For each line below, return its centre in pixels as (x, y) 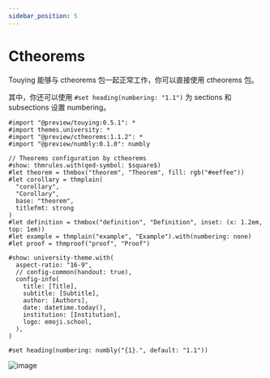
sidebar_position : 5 (43, 16)
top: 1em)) (27, 229)
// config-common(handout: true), (74, 272)
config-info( (38, 279)
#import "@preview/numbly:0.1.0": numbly (79, 144)
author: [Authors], (56, 300)
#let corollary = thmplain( (56, 180)
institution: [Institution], (72, 315)
